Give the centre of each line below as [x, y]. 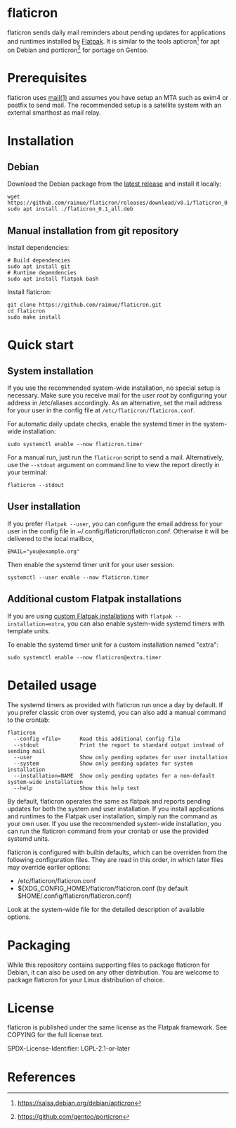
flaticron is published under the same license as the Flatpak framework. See [117, 1027]
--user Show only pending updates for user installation [121, 757]
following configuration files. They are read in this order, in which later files [115, 859]
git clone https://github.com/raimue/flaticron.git [84, 305]
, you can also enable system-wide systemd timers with [144, 623]
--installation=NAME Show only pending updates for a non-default [114, 775]
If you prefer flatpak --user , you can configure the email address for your [115, 524]
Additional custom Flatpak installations [95, 599]
